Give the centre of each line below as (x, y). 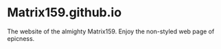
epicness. (21, 38)
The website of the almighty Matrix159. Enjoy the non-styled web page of (111, 31)
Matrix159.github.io (65, 13)
